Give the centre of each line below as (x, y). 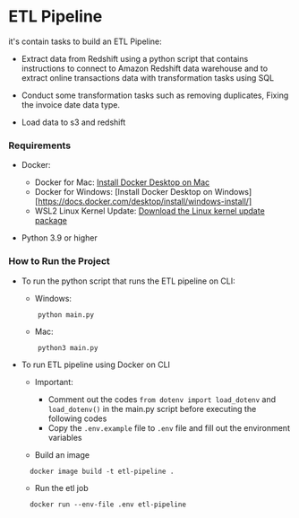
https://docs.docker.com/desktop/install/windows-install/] (145, 202)
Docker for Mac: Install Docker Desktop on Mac (122, 182)
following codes (77, 418)
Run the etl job (61, 487)
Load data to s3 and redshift (73, 122)
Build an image (62, 454)
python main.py (66, 315)
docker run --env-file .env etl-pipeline (108, 505)
